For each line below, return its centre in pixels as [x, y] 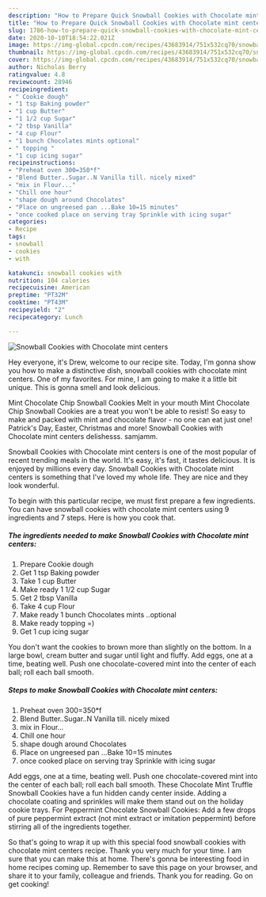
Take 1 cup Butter [48, 581]
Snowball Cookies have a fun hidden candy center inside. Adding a [118, 792]
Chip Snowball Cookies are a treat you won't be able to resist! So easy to [127, 411]
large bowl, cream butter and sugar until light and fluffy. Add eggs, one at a [131, 655]
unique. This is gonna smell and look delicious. [84, 387]
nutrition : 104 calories [49, 281]
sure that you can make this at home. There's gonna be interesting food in [129, 859]
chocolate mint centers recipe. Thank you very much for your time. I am [125, 850]
